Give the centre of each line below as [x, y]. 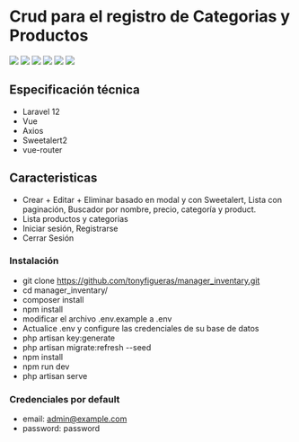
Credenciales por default [65, 399]
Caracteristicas [53, 178]
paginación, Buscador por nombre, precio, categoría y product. [139, 209]
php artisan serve [55, 376]
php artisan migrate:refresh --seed [87, 347]
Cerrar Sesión [48, 238]
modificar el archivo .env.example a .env [97, 318]
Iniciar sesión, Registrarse [70, 228]
